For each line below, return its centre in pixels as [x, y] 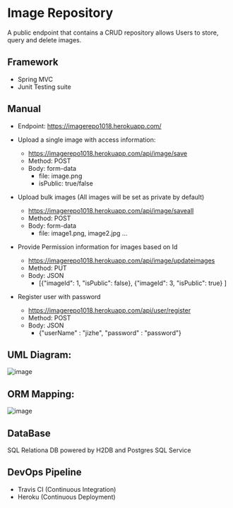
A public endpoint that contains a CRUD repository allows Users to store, [113, 32]
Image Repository [60, 13]
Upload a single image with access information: [86, 140]
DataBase [29, 433]
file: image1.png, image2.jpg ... [83, 233]
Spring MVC [35, 79]
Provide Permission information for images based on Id [97, 247]
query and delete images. [44, 40]
